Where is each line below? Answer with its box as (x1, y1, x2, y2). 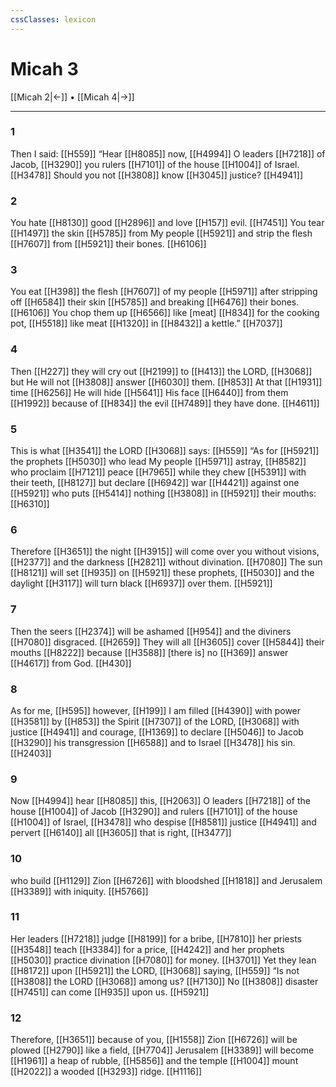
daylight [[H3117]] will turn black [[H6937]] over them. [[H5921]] (10, 577, 273, 590)
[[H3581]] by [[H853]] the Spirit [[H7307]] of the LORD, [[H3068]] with (10, 715, 300, 727)
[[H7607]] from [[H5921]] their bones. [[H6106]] (10, 238, 207, 250)
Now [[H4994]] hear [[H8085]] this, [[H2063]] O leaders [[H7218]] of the (10, 795, 311, 807)
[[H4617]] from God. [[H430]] (10, 657, 132, 669)
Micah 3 (10, 57, 79, 80)
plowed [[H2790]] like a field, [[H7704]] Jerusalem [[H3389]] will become (10, 1044, 315, 1056)
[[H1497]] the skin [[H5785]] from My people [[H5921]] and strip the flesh (10, 227, 313, 240)
